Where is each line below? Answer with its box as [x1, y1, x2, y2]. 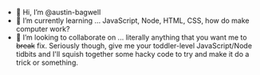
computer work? [15, 24, 70, 33]
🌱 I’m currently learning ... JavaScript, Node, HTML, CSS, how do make [15, 16, 250, 25]
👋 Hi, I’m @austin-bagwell [15, 8, 101, 17]
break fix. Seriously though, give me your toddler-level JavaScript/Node [15, 41, 253, 51]
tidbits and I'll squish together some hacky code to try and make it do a [15, 50, 250, 58]
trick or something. [15, 58, 78, 67]
